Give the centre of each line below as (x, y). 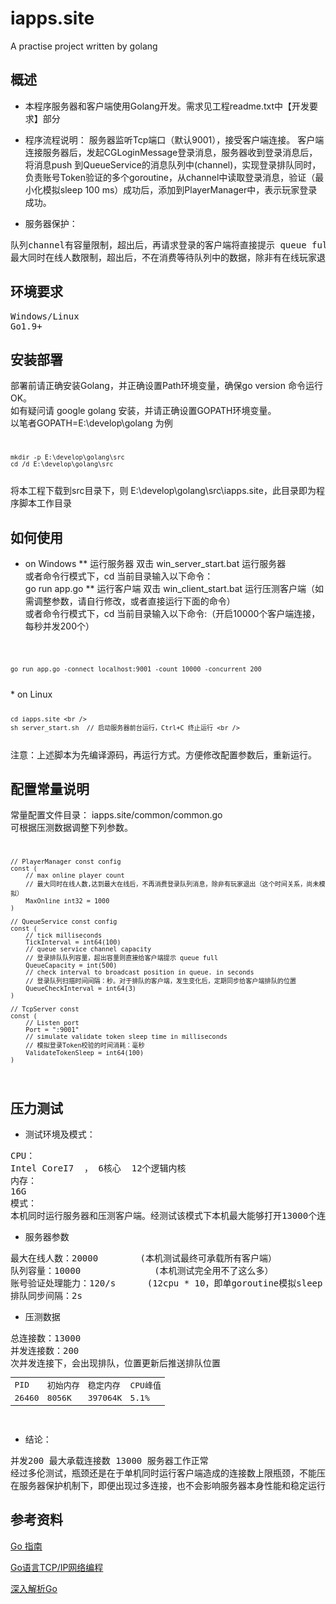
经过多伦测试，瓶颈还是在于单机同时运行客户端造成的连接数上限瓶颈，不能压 (168, 1473)
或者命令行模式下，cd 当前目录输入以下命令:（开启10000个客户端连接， (172, 613)
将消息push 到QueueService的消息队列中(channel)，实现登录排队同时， (173, 164)
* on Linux (31, 694)
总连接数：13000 (46, 1338)
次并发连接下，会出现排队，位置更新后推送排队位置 (115, 1363)
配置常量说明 (50, 788)
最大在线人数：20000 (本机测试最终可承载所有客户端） (144, 1258)
